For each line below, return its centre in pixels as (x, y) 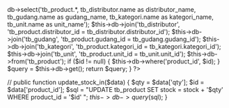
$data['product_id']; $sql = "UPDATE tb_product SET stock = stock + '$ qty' (116, 90)
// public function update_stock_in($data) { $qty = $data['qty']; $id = (106, 82)
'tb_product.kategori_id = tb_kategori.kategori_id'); (148, 46)
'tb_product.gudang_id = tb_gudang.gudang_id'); (131, 39)
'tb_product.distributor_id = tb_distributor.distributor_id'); (89, 32)
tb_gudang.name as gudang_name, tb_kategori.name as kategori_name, (110, 17)
